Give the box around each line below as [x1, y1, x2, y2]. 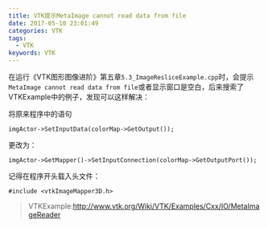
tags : [8, 34, 27, 43]
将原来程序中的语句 [8, 109, 72, 119]
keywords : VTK [8, 49, 56, 57]
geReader [27, 210, 61, 219]
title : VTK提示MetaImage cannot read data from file [8, 11, 187, 20]
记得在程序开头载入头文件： [8, 172, 101, 180]
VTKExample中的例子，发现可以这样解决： [8, 92, 150, 101]
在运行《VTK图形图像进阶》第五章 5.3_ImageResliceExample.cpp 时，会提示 [8, 72, 254, 81]
